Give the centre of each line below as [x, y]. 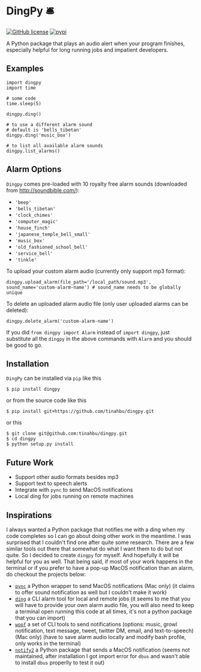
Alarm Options [34, 169]
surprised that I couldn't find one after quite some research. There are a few [100, 542]
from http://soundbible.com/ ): [43, 190]
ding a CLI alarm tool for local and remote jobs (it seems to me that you [103, 599]
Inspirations [29, 515]
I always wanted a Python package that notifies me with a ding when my [95, 530]
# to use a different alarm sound [49, 124]
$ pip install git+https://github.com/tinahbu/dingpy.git [80, 412]
